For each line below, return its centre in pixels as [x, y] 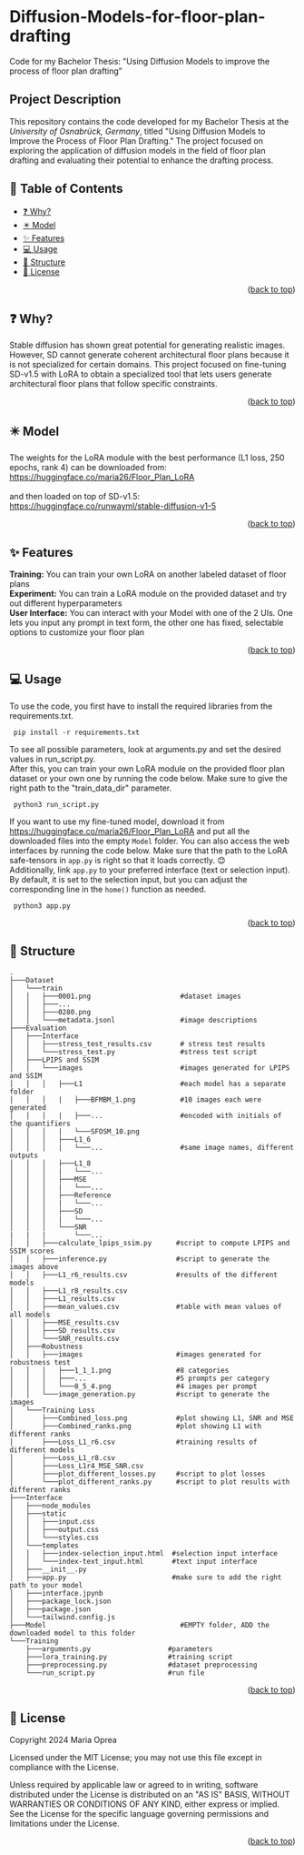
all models [30, 1315]
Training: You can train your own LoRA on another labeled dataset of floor [148, 574]
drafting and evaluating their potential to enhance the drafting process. [142, 160]
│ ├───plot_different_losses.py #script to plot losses [137, 1474]
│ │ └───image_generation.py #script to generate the [140, 1394]
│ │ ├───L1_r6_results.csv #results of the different [144, 1275]
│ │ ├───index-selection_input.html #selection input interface [144, 1553]
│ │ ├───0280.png [50, 1012]
